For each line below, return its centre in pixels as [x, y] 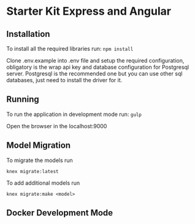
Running [23, 99]
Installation [28, 34]
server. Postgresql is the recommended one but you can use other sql [94, 74]
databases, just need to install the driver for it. [64, 80]
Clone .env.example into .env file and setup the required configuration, [95, 60]
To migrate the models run [40, 160]
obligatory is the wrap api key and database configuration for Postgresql [97, 67]
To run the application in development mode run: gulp [74, 114]
